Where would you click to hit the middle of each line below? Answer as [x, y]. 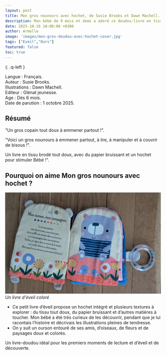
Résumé [18, 119]
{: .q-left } [15, 67]
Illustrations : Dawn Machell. [34, 87]
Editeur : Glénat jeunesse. [31, 92]
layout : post [19, 10]
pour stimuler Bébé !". [27, 160]
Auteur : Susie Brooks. [28, 82]
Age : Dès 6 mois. [23, 98]
